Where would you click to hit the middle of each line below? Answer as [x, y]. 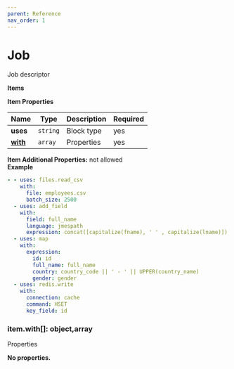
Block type [84, 131]
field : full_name [51, 219]
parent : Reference [34, 14]
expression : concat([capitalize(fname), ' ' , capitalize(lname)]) [127, 233]
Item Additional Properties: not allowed [65, 160]
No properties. [29, 358]
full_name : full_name [64, 265]
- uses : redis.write [44, 285]
